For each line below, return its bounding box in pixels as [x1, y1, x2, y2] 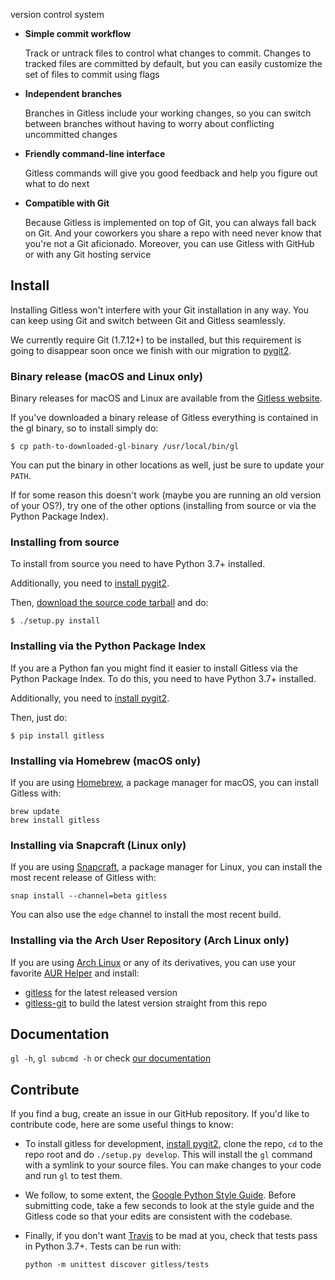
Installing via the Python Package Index [10, 639, 207, 653]
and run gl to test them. [24, 1170, 123, 1182]
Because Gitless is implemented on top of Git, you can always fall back [24, 217, 317, 228]
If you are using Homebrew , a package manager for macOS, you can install [10, 777, 319, 788]
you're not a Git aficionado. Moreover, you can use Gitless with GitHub [24, 238, 315, 249]
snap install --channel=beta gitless [10, 891, 168, 901]
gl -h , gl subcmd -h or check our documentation [10, 1052, 212, 1064]
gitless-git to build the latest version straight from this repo [24, 997, 268, 1009]
